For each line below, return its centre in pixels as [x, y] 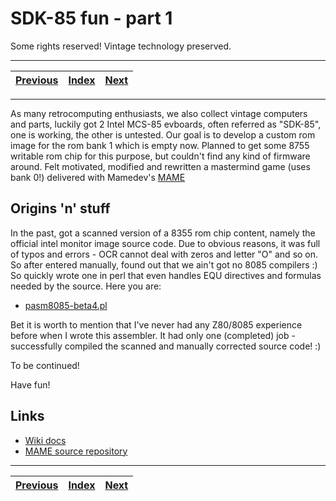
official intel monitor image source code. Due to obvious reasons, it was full [165, 243]
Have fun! [30, 384]
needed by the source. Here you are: [86, 286]
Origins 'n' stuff [60, 208]
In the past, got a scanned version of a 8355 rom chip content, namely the [163, 233]
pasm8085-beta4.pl [66, 305]
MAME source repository [76, 451]
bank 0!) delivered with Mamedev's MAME [98, 177]
